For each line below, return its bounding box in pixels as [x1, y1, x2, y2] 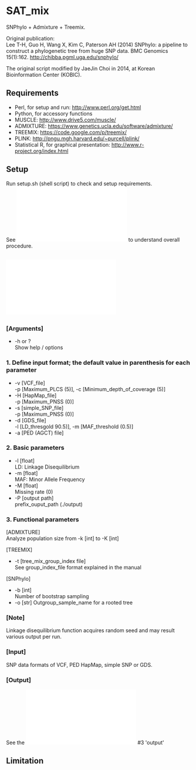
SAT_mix [6, 4, 50, 18]
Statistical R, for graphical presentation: [14, 141, 110, 148]
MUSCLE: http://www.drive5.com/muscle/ [14, 116, 116, 123]
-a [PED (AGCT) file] [14, 429, 64, 436]
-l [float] [14, 457, 35, 464]
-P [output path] [14, 494, 54, 501]
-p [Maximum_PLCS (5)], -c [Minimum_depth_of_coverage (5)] [14, 385, 166, 392]
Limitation [6, 756, 44, 766]
